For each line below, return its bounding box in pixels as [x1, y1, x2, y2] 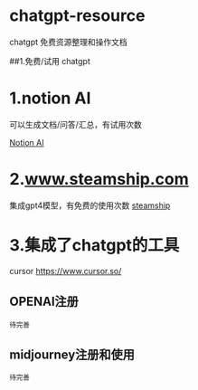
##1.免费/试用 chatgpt [9, 55, 90, 66]
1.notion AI [9, 88, 91, 109]
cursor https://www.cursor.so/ [9, 265, 122, 276]
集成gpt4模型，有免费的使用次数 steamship [9, 200, 171, 211]
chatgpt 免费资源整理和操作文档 [9, 36, 128, 47]
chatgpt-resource [9, 5, 146, 26]
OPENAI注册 [9, 294, 80, 309]
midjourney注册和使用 [9, 347, 136, 362]
